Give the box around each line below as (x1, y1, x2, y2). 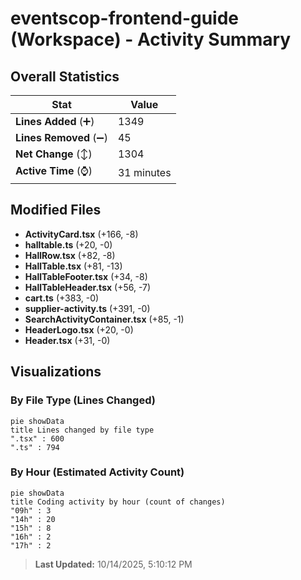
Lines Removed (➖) (15, 131, 108, 144)
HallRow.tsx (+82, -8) (24, 249, 116, 261)
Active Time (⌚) (15, 164, 93, 177)
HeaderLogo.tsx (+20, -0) (24, 323, 134, 336)
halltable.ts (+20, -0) (24, 238, 113, 251)
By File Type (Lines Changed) (10, 393, 156, 407)
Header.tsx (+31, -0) (24, 334, 111, 346)
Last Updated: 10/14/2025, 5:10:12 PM (34, 558, 193, 570)
